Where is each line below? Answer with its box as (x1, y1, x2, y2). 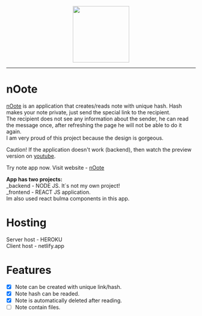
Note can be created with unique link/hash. (14, 283, 122, 290)
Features (6, 264, 52, 277)
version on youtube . (6, 152, 56, 160)
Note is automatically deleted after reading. (14, 297, 122, 304)
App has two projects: (6, 175, 63, 183)
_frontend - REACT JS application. (6, 188, 91, 196)
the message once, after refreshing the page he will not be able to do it (6, 121, 182, 129)
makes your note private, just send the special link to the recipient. (6, 108, 171, 116)
